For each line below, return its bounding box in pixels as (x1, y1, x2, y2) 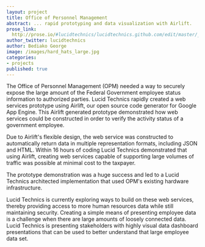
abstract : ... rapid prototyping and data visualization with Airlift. (6, 20, 192, 26)
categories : (6, 54, 37, 61)
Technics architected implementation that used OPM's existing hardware (6, 178, 189, 185)
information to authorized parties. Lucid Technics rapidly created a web (6, 95, 186, 103)
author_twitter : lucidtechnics (6, 37, 86, 43)
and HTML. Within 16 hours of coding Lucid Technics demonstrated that (6, 146, 187, 153)
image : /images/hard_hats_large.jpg (6, 49, 99, 55)
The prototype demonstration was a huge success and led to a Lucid (6, 171, 179, 179)
